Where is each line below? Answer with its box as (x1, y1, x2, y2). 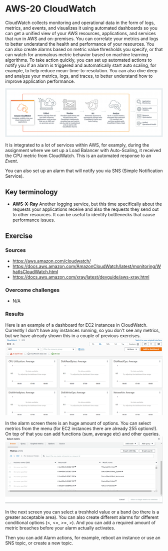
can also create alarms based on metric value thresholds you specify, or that (5, 46, 163, 52)
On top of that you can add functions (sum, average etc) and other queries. (5, 431, 160, 437)
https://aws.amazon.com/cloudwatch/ (12, 258, 91, 264)
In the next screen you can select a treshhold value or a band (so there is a (5, 509, 159, 515)
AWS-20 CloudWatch (5, 3, 96, 15)
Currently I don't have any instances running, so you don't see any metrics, (5, 327, 160, 333)
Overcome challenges (5, 287, 60, 294)
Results (5, 311, 24, 318)
